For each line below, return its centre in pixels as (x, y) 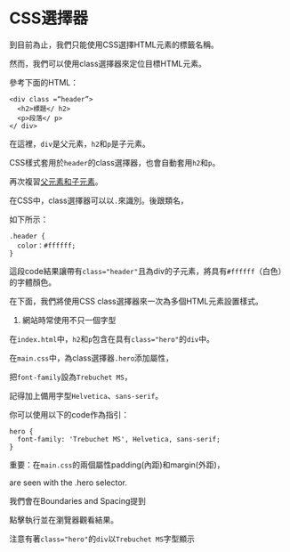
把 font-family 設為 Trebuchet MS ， (71, 377)
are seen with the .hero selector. (68, 483)
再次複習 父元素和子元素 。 (56, 181)
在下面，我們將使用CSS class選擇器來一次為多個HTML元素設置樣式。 (137, 301)
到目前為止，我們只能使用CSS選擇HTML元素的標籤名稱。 (114, 45)
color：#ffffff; (47, 246)
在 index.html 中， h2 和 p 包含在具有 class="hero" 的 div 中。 (112, 338)
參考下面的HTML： (44, 82)
